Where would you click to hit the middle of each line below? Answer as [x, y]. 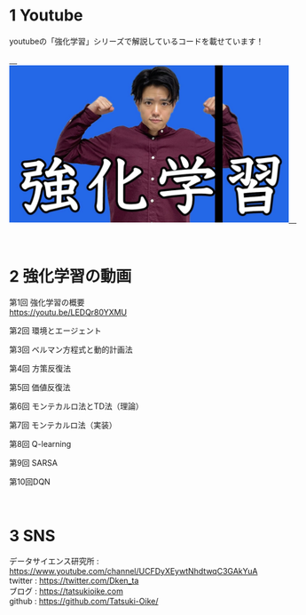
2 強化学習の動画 [71, 276]
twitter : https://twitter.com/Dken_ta [74, 581]
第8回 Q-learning [40, 444]
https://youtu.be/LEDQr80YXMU [68, 313]
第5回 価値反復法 [40, 387]
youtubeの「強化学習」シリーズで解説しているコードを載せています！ [137, 41]
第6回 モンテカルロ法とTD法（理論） [76, 406]
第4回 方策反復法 [40, 369]
